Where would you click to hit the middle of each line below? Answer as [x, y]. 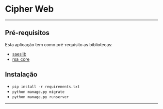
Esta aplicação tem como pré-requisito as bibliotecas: [59, 44]
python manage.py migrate [38, 92]
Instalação [21, 75]
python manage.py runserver [40, 97]
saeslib [19, 54]
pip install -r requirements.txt [46, 87]
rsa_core [21, 59]
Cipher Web [30, 9]
